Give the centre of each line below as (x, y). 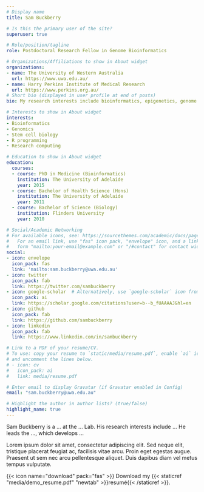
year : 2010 (31, 219)
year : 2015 (31, 185)
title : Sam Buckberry (34, 18)
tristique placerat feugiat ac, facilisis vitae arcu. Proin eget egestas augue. (99, 451)
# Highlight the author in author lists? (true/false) (77, 404)
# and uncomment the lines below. (50, 359)
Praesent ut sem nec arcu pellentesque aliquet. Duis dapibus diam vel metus (102, 457)
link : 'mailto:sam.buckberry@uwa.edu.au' (65, 269)
